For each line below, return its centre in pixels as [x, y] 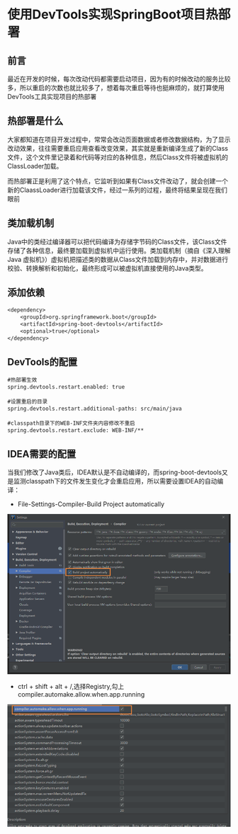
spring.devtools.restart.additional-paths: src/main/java [95, 409]
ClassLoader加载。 [35, 166]
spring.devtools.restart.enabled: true [66, 387]
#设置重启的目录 [28, 402]
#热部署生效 [22, 380]
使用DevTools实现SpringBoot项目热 [113, 15]
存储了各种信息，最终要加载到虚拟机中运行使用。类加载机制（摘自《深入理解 [119, 250]
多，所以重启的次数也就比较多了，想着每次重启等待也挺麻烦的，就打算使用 [116, 88]
